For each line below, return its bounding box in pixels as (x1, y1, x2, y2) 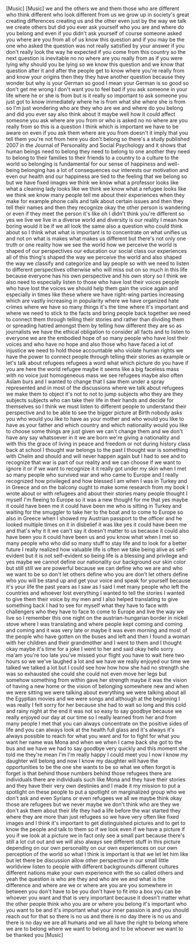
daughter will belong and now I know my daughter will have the (6, 757, 159, 764)
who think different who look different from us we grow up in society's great (6, 11, 190, 18)
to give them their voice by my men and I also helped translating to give (6, 596, 178, 602)
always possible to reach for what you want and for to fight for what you (6, 733, 180, 739)
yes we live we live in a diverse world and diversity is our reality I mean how (6, 217, 189, 223)
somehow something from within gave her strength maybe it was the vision (6, 677, 187, 684)
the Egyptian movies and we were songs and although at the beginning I (6, 695, 180, 702)
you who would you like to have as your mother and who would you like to (6, 416, 184, 422)
